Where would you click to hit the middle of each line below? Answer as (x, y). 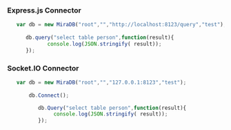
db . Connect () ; (49, 95)
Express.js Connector (44, 10)
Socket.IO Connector (43, 68)
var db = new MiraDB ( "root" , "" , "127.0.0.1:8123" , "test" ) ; (101, 82)
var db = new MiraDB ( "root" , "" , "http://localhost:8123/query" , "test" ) (120, 25)
